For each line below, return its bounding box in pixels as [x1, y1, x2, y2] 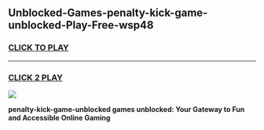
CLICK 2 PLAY [8, 72, 63, 83]
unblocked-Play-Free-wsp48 [8, 19, 154, 32]
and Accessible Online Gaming [8, 113, 111, 122]
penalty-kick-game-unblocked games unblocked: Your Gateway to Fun [8, 104, 245, 113]
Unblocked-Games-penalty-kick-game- [8, 6, 208, 20]
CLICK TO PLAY [8, 43, 69, 54]
